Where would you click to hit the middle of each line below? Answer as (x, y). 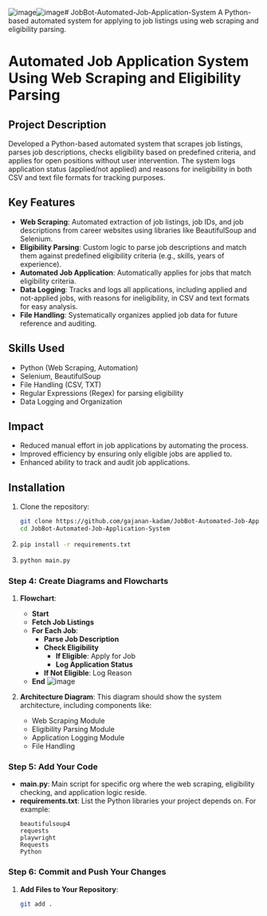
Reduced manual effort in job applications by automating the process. (134, 445)
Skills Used (37, 348)
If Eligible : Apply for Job (96, 656)
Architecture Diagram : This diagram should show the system (120, 697)
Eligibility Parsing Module (73, 730)
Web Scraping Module (68, 721)
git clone (36, 522)
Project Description (57, 125)
